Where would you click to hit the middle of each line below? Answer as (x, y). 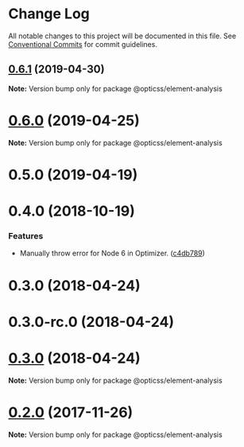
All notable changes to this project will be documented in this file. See (122, 36)
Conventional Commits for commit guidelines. (83, 44)
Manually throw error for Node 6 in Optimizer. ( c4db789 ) (112, 253)
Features (26, 235)
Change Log (49, 14)
